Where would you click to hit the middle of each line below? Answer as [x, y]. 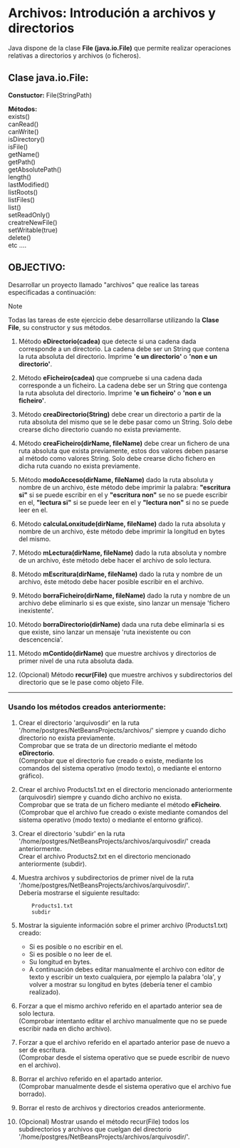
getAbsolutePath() [35, 169]
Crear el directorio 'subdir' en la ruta [72, 833]
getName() [24, 154]
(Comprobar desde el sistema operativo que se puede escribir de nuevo [124, 1057]
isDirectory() [26, 139]
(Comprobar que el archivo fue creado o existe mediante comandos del [123, 812]
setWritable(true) [33, 230]
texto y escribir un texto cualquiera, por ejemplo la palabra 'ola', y [125, 976]
